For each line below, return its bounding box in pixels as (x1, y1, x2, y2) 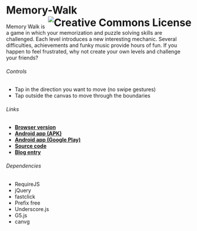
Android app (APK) (14, 130, 62, 137)
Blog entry (14, 149, 41, 156)
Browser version (14, 124, 56, 131)
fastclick (14, 193, 35, 200)
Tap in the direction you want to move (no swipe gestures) (14, 86, 156, 93)
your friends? (6, 54, 39, 61)
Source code (14, 142, 47, 150)
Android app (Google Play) (14, 136, 81, 143)
